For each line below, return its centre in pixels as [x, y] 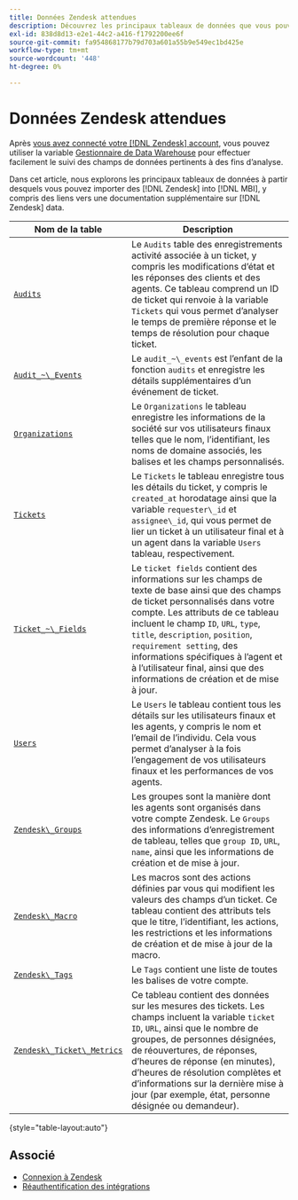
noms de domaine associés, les [197, 451]
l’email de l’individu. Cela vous [194, 737]
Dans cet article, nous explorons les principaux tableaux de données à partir [149, 179]
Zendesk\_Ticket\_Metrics [68, 1050]
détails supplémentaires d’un [192, 380]
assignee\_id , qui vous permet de [202, 520]
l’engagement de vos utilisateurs [199, 759]
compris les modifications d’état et [203, 266]
